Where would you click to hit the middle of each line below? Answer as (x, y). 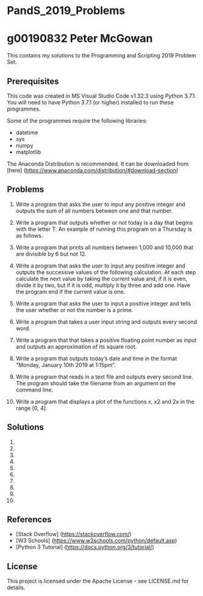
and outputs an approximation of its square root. (76, 346)
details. (16, 587)
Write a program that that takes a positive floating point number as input (106, 340)
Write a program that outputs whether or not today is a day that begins (104, 222)
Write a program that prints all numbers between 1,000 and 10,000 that (105, 247)
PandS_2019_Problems (66, 11)
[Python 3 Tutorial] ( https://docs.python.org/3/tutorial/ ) (85, 547)
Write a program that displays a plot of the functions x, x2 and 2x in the (105, 401)
